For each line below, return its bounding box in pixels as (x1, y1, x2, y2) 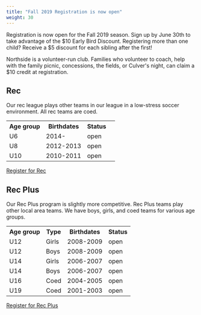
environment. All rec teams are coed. (6, 108, 98, 115)
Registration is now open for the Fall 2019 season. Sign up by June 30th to (6, 31, 191, 38)
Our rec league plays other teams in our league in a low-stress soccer (6, 102, 179, 109)
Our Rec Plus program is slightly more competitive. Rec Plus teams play (6, 201, 184, 208)
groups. (6, 213, 26, 220)
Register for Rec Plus (6, 302, 58, 309)
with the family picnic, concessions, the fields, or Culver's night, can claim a (6, 61, 195, 69)
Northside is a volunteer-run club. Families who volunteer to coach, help (6, 55, 185, 63)
